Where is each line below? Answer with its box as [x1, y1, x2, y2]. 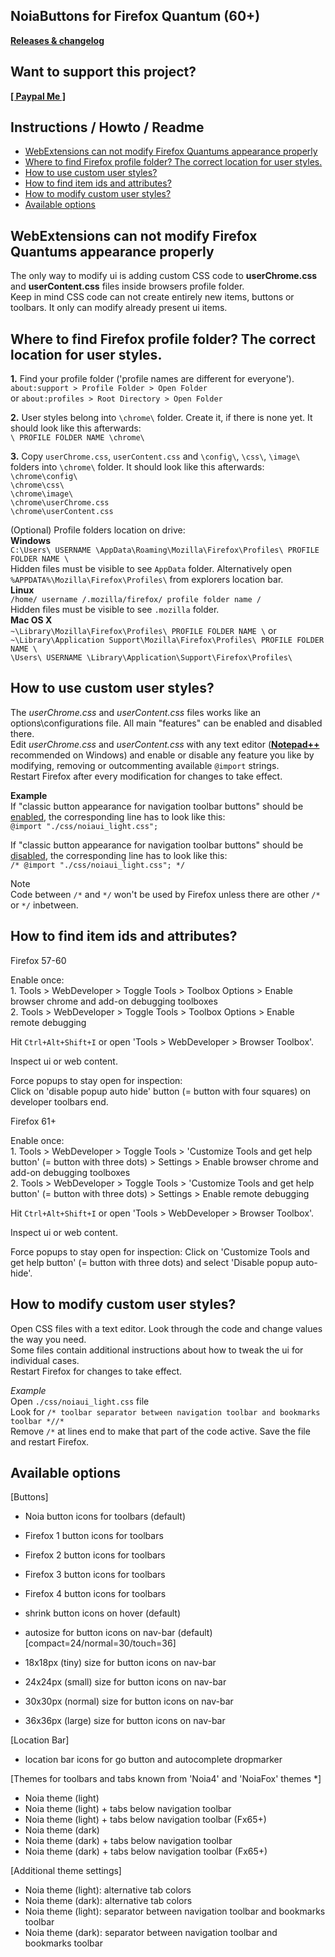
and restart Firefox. [10, 1435, 90, 1448]
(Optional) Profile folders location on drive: [10, 524, 186, 536]
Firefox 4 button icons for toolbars [24, 1588, 167, 1600]
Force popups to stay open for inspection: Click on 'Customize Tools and [10, 1245, 310, 1258]
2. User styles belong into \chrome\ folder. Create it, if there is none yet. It [10, 412, 313, 424]
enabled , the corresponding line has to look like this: [10, 810, 226, 823]
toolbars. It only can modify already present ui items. [10, 302, 228, 314]
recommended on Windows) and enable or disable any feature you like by [10, 749, 315, 761]
